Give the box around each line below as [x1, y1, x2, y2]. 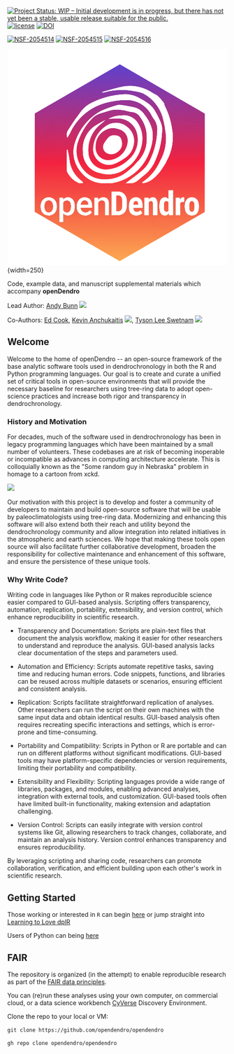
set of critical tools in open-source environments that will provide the [7, 377, 206, 385]
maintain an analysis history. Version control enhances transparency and [17, 836, 227, 844]
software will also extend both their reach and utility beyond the [7, 520, 191, 528]
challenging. [17, 807, 54, 815]
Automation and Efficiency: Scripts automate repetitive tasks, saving [17, 662, 214, 671]
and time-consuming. [36, 728, 98, 736]
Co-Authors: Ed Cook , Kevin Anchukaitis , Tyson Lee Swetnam [7, 316, 194, 324]
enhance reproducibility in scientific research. [7, 613, 140, 621]
